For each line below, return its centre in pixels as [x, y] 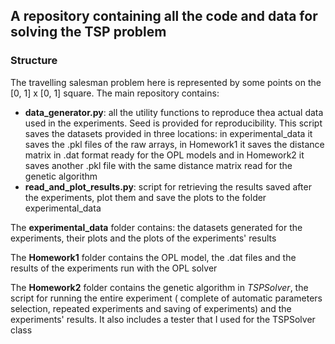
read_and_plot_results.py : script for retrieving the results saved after [168, 186]
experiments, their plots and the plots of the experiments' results [143, 238]
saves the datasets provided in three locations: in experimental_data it [168, 133]
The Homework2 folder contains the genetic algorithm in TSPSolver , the [159, 287]
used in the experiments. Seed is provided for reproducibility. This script [173, 123]
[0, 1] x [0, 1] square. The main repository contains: [115, 93]
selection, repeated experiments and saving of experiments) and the [151, 308]
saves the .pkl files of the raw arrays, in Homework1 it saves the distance [174, 144]
